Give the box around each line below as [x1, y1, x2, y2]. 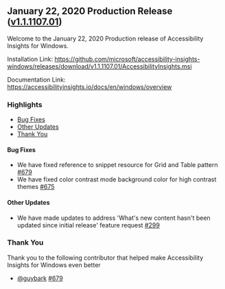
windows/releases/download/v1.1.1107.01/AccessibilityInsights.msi [7, 62, 192, 71]
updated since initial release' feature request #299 [16, 221, 160, 229]
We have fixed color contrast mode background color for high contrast [16, 175, 217, 184]
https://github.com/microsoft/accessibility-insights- [54, 55, 200, 63]
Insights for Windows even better [7, 260, 101, 269]
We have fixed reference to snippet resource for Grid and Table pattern [16, 161, 218, 169]
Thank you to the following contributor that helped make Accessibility [7, 253, 204, 262]
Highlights [7, 99, 43, 109]
